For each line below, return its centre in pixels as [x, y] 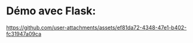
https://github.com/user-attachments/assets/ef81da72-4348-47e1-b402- [96, 27]
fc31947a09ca [24, 33]
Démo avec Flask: [51, 11]
